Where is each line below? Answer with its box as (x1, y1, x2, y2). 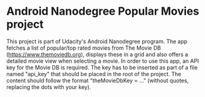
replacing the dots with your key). (6, 83, 91, 90)
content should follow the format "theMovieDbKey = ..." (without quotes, (6, 77, 189, 84)
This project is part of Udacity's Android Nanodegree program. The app (6, 37, 188, 45)
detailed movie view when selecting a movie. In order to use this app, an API (6, 57, 199, 64)
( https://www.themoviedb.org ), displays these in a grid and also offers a (6, 50, 188, 58)
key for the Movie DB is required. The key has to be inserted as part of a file (6, 63, 198, 71)
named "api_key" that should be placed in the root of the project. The (6, 70, 182, 77)
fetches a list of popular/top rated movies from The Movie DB (6, 44, 161, 52)
